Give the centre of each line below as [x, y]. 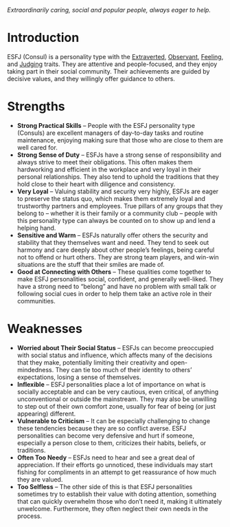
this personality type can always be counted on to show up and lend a [116, 220]
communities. [36, 301]
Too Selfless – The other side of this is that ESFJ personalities [105, 486]
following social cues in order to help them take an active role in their [114, 293]
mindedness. [35, 369]
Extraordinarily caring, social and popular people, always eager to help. [109, 10]
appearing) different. [46, 413]
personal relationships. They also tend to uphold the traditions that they [118, 176]
